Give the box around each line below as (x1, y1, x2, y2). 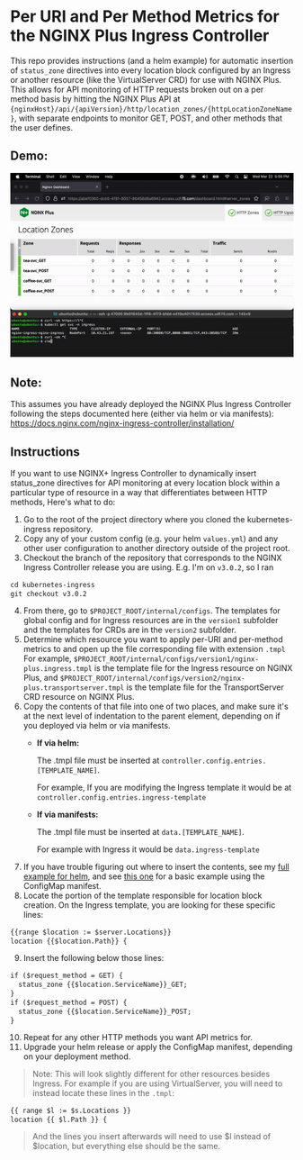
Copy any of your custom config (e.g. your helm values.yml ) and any (22, 533, 278, 544)
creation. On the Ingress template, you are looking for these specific (22, 899, 276, 911)
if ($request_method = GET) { (10, 971, 124, 980)
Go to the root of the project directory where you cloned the (22, 513, 245, 524)
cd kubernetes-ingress (10, 580, 95, 589)
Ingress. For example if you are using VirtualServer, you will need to (31, 1078, 283, 1089)
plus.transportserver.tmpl (22, 683, 125, 693)
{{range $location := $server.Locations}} (10, 928, 172, 937)
